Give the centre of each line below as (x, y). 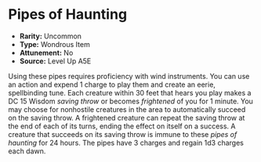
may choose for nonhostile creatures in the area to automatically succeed (127, 109)
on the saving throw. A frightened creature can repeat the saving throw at (127, 117)
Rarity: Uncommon (51, 36)
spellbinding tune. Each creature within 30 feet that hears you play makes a (130, 92)
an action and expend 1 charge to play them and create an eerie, (112, 85)
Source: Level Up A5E (55, 61)
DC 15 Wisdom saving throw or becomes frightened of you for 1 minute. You (130, 101)
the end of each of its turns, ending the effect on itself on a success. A (122, 126)
